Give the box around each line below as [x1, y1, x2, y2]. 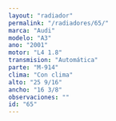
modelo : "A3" [8, 33, 52, 42]
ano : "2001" [8, 41, 48, 49]
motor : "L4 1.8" [8, 49, 62, 57]
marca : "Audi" [8, 26, 56, 34]
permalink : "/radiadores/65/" [8, 19, 110, 27]
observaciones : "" [8, 93, 70, 101]
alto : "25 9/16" [8, 78, 62, 86]
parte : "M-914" [8, 64, 59, 72]
